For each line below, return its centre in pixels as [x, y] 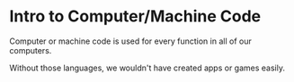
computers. [31, 50]
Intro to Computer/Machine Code [135, 16]
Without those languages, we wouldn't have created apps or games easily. [147, 68]
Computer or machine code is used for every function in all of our [130, 41]
